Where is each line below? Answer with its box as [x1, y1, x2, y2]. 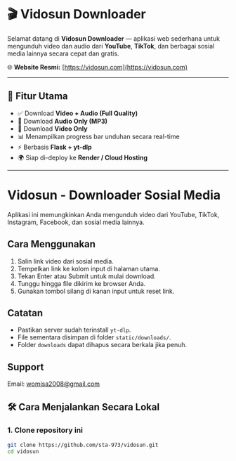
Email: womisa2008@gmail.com [7, 379, 100, 388]
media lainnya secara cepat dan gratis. [7, 49, 119, 58]
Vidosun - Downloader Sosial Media [7, 187, 221, 203]
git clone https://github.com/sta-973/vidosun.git [7, 441, 159, 448]
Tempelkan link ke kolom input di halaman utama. [17, 264, 160, 273]
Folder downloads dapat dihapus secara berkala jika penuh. [17, 341, 188, 349]
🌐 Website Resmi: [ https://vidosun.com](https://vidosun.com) [7, 63, 188, 71]
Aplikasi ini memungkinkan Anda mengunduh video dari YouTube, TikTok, [7, 210, 220, 219]
